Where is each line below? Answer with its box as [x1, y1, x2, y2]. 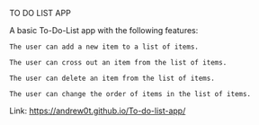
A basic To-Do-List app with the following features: [9, 25, 199, 35]
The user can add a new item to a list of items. [9, 42, 200, 51]
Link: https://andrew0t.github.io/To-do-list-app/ [9, 105, 186, 116]
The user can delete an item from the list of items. [9, 74, 216, 83]
